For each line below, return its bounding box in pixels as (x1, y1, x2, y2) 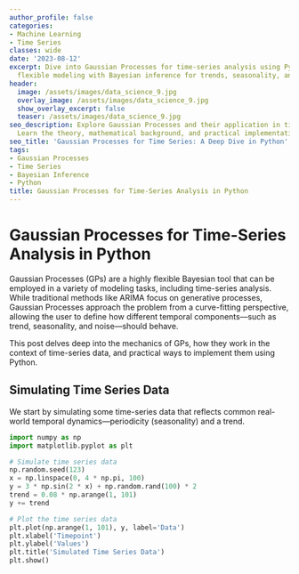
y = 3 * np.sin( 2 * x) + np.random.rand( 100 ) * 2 (9, 482, 198, 491)
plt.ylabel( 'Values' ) (9, 539, 90, 548)
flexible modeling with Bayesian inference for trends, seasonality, (17, 71, 280, 80)
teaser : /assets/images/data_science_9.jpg (17, 112, 181, 121)
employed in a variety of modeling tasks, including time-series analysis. (9, 282, 272, 294)
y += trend (9, 498, 50, 507)
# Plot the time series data (9, 514, 117, 523)
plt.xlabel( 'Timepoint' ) (9, 531, 101, 540)
